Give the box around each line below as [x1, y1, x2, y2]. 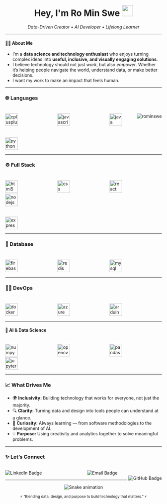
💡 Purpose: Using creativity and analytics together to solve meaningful [12, 431, 158, 437]
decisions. [12, 72, 34, 78]
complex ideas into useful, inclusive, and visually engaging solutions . [12, 56, 158, 62]
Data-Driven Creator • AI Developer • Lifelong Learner [27, 24, 140, 30]
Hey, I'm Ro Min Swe [34, 7, 120, 19]
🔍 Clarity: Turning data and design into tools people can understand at [12, 408, 159, 414]
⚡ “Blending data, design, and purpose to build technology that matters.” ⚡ [20, 494, 147, 500]
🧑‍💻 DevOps [5, 284, 33, 291]
